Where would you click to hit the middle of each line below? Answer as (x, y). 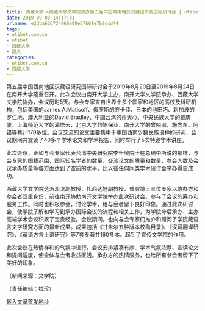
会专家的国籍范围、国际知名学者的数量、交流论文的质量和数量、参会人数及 (100, 161)
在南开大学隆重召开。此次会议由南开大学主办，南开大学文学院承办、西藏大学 (103, 95)
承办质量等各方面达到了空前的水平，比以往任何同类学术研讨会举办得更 (99, 168)
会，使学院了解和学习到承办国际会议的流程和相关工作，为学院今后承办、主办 (103, 212)
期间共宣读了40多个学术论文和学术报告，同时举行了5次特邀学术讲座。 (99, 140)
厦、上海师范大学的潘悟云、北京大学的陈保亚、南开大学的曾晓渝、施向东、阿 (103, 125)
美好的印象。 (22, 263)
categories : (21, 57)
